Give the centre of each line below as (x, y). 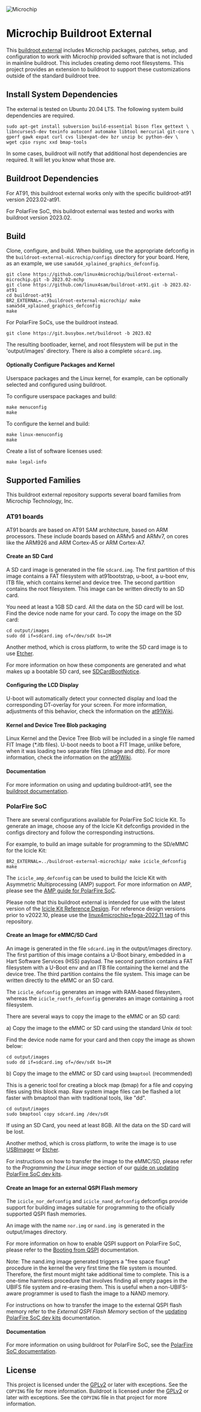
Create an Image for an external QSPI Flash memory (72, 1188)
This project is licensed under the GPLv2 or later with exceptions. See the (97, 1385)
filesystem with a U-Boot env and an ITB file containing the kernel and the (97, 968)
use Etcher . (20, 653)
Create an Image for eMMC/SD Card (52, 935)
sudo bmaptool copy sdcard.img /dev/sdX (58, 1114)
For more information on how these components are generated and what (96, 665)
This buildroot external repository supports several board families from (94, 495)
